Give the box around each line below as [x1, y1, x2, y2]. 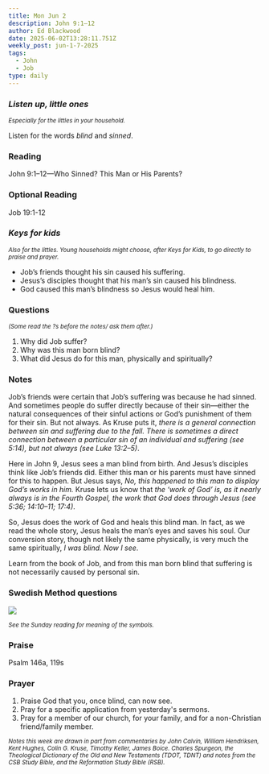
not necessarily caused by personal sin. [8, 567, 141, 577]
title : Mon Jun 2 [8, 11, 67, 20]
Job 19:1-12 [8, 207, 46, 217]
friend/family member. [19, 722, 94, 731]
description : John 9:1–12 [8, 19, 95, 27]
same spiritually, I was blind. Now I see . [8, 543, 139, 553]
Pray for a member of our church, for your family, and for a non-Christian [19, 714, 262, 723]
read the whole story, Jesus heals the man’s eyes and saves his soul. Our [8, 526, 251, 536]
